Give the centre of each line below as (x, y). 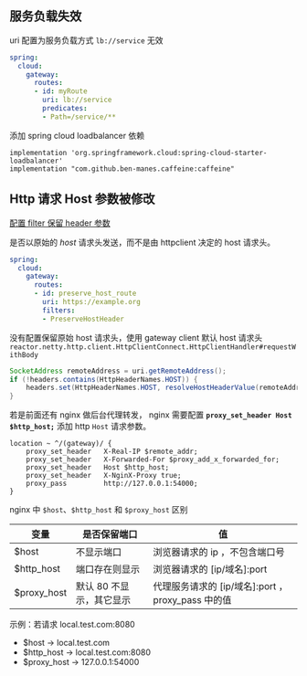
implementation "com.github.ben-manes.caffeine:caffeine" (122, 169)
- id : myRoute (61, 91)
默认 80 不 (98, 586)
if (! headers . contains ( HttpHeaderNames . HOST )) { (104, 379)
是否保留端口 (110, 534)
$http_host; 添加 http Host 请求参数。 (80, 427)
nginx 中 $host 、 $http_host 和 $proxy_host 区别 (99, 510)
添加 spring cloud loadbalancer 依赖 (77, 135)
